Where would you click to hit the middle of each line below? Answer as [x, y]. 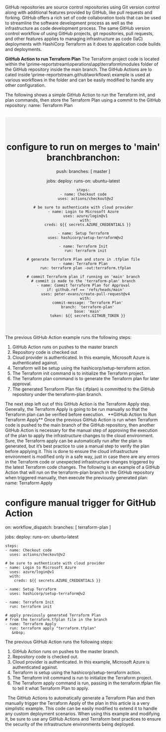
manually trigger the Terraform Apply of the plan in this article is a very [77, 703]
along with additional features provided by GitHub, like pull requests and [79, 12]
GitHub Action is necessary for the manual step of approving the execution [81, 430]
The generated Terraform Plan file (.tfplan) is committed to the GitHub [83, 389]
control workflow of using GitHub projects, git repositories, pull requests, [79, 33]
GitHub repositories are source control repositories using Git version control [83, 7]
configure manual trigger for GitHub [81, 503]
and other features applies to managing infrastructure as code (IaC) [74, 39]
